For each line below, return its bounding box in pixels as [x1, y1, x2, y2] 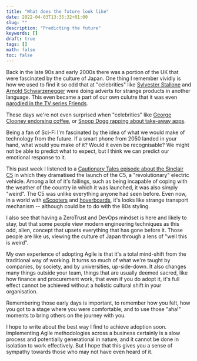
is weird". [6, 239, 29, 246]
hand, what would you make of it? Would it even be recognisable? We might [6, 141, 189, 148]
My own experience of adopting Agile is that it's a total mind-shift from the [6, 250, 186, 258]
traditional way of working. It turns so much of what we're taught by [6, 256, 171, 263]
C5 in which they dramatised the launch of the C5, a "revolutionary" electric [6, 171, 189, 178]
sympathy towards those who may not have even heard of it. [6, 348, 153, 355]
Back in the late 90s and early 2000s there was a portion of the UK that [6, 68, 179, 75]
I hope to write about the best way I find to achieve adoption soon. [6, 323, 167, 330]
